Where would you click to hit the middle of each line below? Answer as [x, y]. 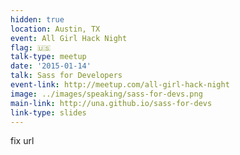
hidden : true [37, 19]
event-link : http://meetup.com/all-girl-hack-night [120, 85]
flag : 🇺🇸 [31, 47]
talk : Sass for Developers [66, 76]
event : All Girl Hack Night [69, 38]
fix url [22, 141]
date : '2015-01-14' [51, 66]
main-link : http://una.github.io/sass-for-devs [111, 103]
